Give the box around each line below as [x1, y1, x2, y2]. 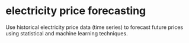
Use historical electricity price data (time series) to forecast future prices [5, 24, 184, 31]
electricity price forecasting [5, 4, 146, 18]
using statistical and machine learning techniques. [5, 29, 128, 37]
